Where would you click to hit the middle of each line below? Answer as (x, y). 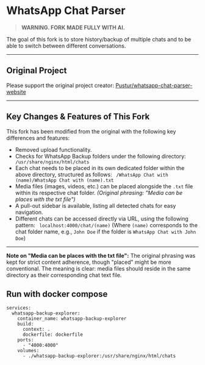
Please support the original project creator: (60, 85)
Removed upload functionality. (53, 149)
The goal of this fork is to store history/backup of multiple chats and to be (99, 39)
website (16, 91)
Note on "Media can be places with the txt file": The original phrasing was (101, 255)
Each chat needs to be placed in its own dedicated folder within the (100, 168)
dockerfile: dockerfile (53, 335)
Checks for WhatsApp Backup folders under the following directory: (100, 156)
